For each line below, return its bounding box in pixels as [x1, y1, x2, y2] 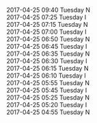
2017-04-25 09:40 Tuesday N [6, 6, 90, 14]
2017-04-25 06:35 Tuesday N [6, 49, 90, 58]
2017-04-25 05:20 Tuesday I [6, 101, 87, 109]
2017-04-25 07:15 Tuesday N [6, 21, 88, 28]
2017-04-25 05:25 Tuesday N [6, 93, 90, 102]
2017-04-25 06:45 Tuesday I [6, 43, 87, 50]
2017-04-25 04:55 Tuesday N [6, 108, 90, 116]
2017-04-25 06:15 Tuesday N [6, 65, 89, 72]
